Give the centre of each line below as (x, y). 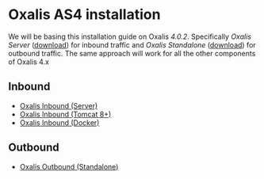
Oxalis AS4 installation (84, 15)
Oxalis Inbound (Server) (59, 105)
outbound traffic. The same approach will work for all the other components (132, 53)
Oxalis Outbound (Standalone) (69, 166)
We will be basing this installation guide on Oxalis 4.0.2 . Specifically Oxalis (130, 36)
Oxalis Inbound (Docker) (59, 122)
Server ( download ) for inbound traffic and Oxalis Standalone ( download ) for (132, 44)
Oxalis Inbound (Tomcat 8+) (65, 114)
